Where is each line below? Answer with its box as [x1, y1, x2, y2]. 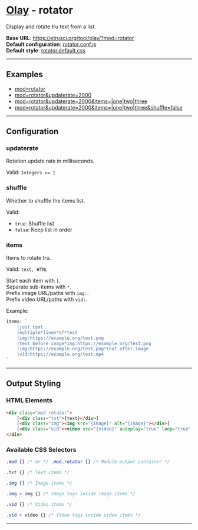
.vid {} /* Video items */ [6, 501, 72, 507]
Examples [6, 69, 43, 79]
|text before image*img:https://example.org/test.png [16, 340, 151, 346]
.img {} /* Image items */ [6, 481, 72, 486]
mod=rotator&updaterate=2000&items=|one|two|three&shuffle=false [14, 104, 183, 111]
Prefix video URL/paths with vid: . [6, 296, 88, 303]
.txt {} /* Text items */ [6, 469, 70, 476]
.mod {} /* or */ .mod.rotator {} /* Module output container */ [6, 459, 170, 465]
